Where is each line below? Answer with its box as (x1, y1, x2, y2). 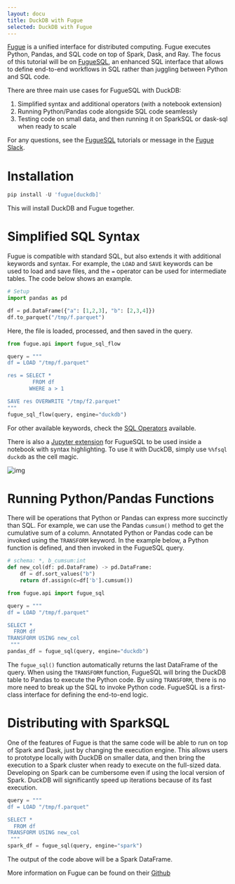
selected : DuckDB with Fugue (7, 23, 93, 30)
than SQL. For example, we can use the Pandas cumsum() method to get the (7, 522, 224, 530)
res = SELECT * (7, 372, 52, 379)
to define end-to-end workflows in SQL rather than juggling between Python (7, 65, 228, 74)
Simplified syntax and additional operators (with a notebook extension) (17, 100, 222, 108)
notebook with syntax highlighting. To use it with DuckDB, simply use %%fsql (7, 445, 227, 453)
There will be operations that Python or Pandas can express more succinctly (7, 514, 228, 522)
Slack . (7, 144, 25, 152)
